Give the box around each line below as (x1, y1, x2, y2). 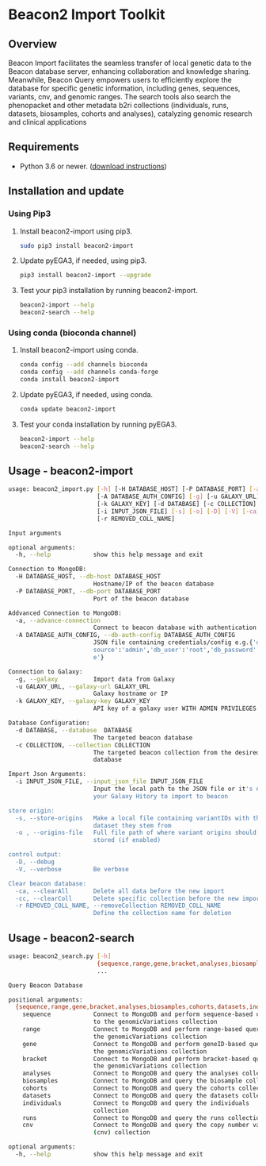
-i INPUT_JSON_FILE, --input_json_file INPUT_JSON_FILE (15, 778, 203, 786)
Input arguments (8, 529, 62, 537)
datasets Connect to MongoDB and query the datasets (22, 1091, 239, 1099)
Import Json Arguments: (8, 770, 87, 778)
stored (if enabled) (93, 836, 161, 844)
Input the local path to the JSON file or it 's (93, 785, 253, 793)
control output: (8, 851, 62, 859)
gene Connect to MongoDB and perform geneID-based (22, 1040, 246, 1048)
